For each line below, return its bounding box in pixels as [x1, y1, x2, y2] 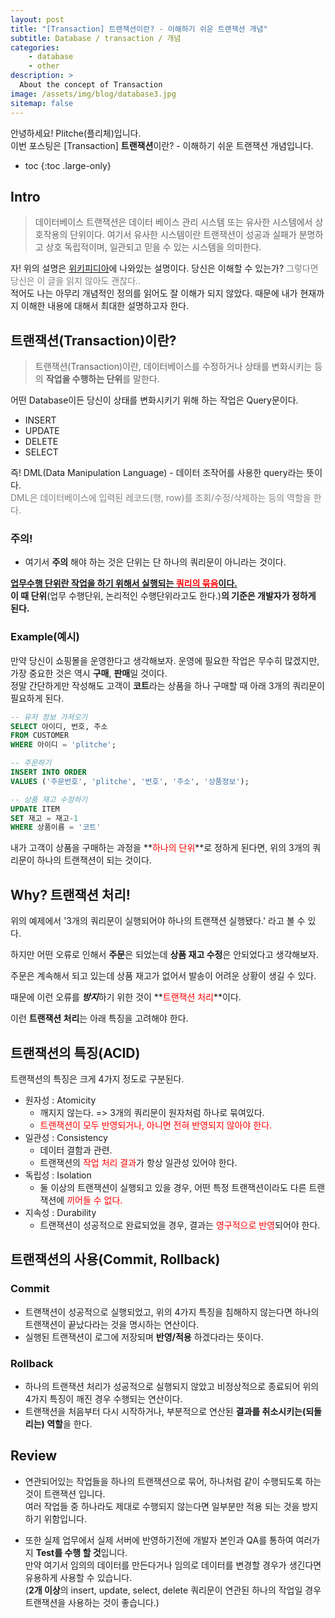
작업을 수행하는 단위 [45, 373, 123, 385]
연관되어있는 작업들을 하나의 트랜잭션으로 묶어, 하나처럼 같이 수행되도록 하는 [24, 1475, 322, 1487]
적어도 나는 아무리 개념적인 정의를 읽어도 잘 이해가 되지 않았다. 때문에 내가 [10, 287, 298, 300]
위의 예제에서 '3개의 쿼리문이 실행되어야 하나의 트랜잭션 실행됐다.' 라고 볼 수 [10, 915, 306, 927]
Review [10, 1447, 58, 1465]
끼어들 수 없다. [66, 1194, 123, 1206]
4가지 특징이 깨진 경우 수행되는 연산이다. [24, 1392, 183, 1405]
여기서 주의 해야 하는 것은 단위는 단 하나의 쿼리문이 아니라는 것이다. [24, 556, 287, 568]
